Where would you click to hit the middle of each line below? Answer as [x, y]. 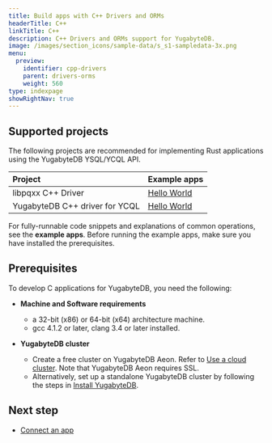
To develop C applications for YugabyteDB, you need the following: [120, 288]
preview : [30, 61]
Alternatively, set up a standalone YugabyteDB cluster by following [143, 376]
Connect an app [47, 430]
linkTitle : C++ [34, 31]
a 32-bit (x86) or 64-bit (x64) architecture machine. [118, 319]
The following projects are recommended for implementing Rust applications [136, 151]
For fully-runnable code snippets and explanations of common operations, [132, 226]
